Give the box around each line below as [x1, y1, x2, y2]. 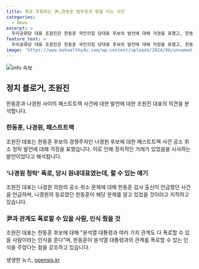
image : [6, 47, 23, 53]
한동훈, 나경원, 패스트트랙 [6, 124, 75, 132]
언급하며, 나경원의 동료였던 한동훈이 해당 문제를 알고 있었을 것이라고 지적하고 [12, 191, 190, 198]
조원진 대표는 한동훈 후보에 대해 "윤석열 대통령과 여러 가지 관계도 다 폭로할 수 [6, 229, 184, 236]
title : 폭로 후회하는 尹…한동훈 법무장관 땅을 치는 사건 [6, 8, 125, 15]
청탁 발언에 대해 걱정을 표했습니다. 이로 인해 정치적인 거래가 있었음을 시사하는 [12, 145, 191, 153]
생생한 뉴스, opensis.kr [6, 257, 60, 264]
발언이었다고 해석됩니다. [6, 153, 62, 160]
